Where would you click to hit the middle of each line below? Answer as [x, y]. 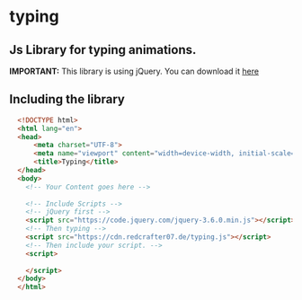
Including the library [67, 99]
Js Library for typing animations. [103, 50]
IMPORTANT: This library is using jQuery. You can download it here [134, 71]
